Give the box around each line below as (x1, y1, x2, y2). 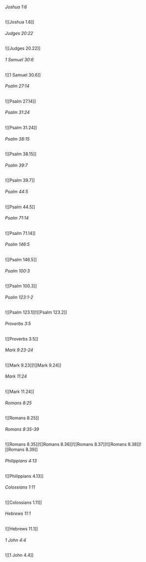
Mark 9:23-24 (5, 347, 33, 353)
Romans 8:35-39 (5, 426, 39, 432)
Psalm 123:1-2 (5, 294, 33, 300)
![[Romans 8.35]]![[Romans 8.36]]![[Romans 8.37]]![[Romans (5, 441, 127, 447)
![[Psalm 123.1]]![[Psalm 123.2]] (5, 309, 67, 316)
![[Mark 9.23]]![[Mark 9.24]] (5, 362, 62, 368)
